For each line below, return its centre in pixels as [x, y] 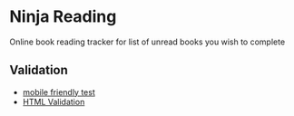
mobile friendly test [59, 92]
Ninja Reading [63, 17]
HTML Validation [54, 101]
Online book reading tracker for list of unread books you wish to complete [147, 42]
